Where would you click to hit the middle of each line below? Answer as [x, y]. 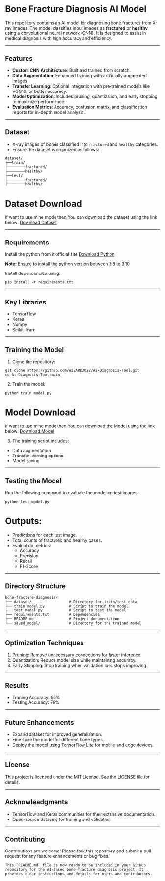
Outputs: [24, 521]
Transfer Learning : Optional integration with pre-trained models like [81, 86]
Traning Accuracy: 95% [36, 698]
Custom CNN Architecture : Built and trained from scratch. [71, 70]
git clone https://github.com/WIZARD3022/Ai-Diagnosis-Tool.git [72, 370]
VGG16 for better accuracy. [40, 91]
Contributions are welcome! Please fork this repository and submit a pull [78, 851]
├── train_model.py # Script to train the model [67, 606]
